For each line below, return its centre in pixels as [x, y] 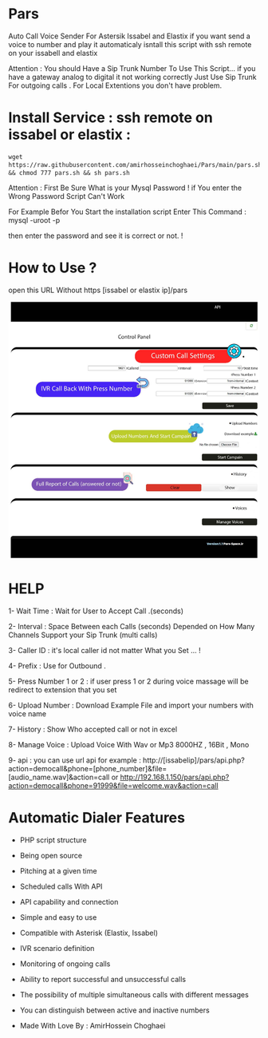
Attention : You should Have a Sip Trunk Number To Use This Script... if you [132, 68]
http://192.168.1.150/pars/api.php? [175, 777]
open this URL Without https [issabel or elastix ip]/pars [98, 290]
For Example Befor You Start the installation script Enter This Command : [128, 212]
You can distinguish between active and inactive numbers [114, 1010]
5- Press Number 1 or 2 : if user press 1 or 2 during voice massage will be [128, 681]
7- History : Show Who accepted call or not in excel [93, 729]
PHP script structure [53, 840]
